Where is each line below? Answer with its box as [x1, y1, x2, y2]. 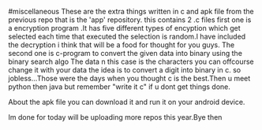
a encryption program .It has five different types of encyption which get [8, 24, 241, 32]
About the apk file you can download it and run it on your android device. [8, 98, 245, 106]
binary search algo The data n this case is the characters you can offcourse [8, 57, 254, 66]
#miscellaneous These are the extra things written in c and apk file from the [8, 7, 254, 16]
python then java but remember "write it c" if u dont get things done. [8, 82, 231, 91]
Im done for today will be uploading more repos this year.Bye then [8, 113, 223, 121]
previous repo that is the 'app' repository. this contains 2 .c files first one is [8, 15, 252, 24]
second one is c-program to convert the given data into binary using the [8, 49, 243, 58]
